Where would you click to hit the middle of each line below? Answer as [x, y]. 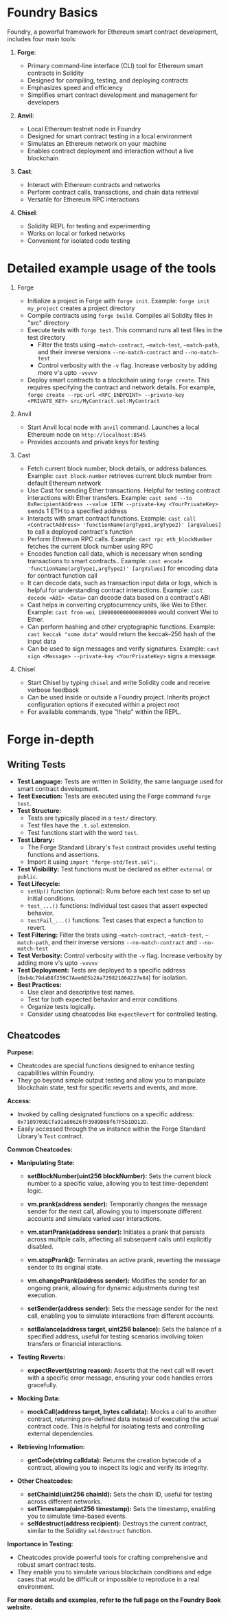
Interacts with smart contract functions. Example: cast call [112, 518]
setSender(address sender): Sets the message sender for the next [123, 1308]
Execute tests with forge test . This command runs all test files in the [125, 330]
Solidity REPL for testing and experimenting [89, 226]
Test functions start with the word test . [83, 832]
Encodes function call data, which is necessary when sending [115, 553]
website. [20, 1607]
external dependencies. [61, 1433]
